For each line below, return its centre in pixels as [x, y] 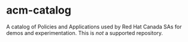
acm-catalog [39, 10]
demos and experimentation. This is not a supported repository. [85, 33]
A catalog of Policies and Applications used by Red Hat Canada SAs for [94, 27]
